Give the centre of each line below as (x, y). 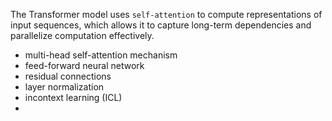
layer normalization (64, 87)
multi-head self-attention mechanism (101, 55)
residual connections (68, 76)
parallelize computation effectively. (82, 35)
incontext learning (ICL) (73, 97)
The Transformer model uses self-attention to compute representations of (166, 14)
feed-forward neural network (84, 65)
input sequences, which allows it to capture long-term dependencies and (161, 25)
